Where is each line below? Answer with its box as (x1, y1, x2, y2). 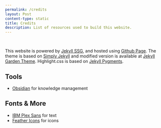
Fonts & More (5, 99, 46, 108)
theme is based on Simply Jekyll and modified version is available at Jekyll (5, 53, 155, 59)
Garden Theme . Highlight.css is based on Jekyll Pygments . (5, 58, 123, 64)
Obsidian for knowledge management (12, 85, 88, 91)
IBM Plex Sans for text (12, 112, 57, 118)
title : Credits (5, 20, 36, 26)
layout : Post (5, 12, 32, 17)
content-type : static (5, 16, 49, 21)
